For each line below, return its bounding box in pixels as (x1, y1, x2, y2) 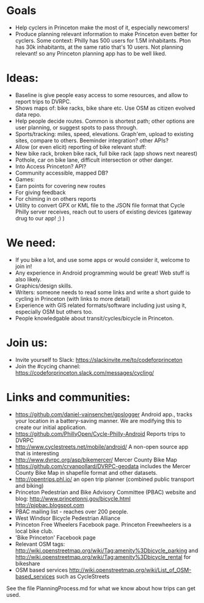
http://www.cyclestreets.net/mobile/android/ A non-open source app (15, 443, 189, 450)
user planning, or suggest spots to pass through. (15, 123, 138, 131)
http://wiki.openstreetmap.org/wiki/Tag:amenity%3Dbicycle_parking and (15, 547, 199, 554)
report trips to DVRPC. (15, 98, 71, 105)
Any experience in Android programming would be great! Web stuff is (15, 269, 191, 276)
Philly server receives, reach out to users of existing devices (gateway (15, 208, 192, 215)
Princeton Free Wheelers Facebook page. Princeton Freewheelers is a (15, 521, 191, 528)
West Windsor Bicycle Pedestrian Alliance (15, 514, 121, 522)
